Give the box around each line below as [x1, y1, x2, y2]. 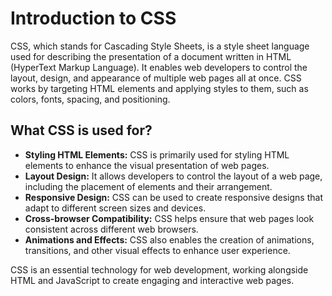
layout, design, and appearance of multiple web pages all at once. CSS [10, 72, 302, 84]
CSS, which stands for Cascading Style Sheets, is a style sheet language [10, 40, 310, 52]
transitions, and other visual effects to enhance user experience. [24, 244, 291, 256]
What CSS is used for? [10, 122, 153, 139]
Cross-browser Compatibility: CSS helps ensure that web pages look [24, 212, 315, 224]
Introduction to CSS [10, 7, 177, 30]
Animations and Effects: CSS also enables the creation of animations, [24, 233, 315, 246]
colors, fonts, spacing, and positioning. [10, 93, 171, 105]
